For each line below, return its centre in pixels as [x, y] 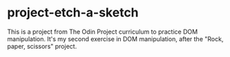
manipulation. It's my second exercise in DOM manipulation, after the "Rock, [115, 38]
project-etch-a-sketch [73, 13]
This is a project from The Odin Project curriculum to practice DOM [103, 32]
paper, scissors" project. [42, 46]
